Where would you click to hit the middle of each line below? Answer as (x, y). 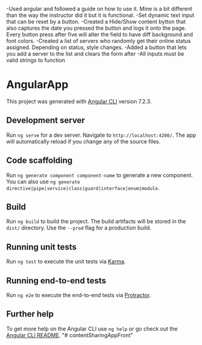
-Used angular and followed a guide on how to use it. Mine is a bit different (99, 9)
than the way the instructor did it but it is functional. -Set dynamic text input (100, 15)
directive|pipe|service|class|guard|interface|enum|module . (83, 188)
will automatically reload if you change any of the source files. (83, 141)
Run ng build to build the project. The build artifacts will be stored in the (96, 222)
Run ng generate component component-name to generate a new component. (100, 175)
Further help (30, 314)
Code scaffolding (39, 161)
